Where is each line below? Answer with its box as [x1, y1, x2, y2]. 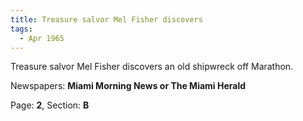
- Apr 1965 [19, 33, 65, 43]
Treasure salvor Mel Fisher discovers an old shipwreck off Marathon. [10, 61, 294, 73]
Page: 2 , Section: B [10, 99, 90, 111]
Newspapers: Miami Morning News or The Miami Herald [10, 80, 247, 92]
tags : [10, 24, 33, 34]
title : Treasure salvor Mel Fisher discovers [10, 14, 203, 25]
